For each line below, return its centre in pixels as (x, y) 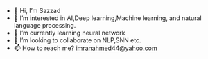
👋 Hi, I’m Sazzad (37, 11)
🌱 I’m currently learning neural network (69, 33)
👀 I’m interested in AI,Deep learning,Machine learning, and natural (108, 18)
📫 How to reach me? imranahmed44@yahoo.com (85, 48)
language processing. (45, 25)
